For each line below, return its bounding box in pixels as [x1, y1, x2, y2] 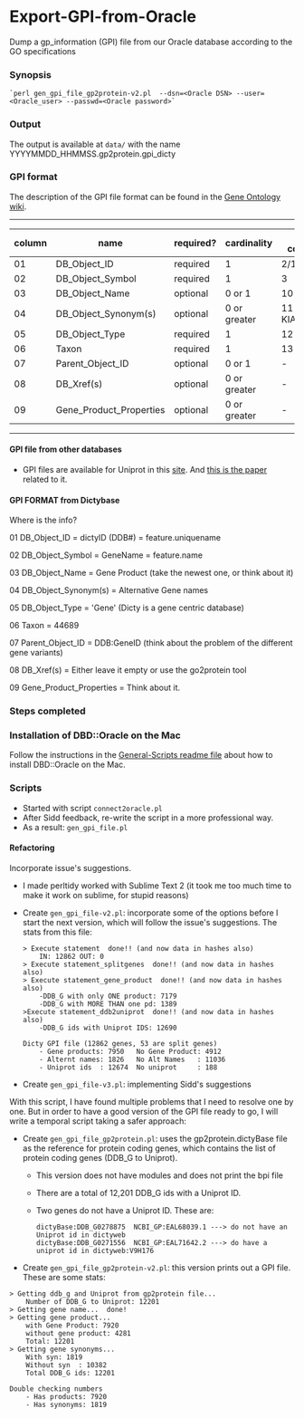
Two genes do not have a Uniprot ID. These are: [35, 1204, 214, 1215]
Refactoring [9, 842, 55, 853]
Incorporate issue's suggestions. [9, 862, 131, 873]
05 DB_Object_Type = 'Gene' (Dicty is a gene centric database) [9, 602, 244, 613]
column [14, 236, 48, 249]
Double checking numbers [9, 1384, 103, 1394]
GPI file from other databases [9, 444, 122, 455]
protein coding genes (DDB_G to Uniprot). [22, 1152, 178, 1163]
